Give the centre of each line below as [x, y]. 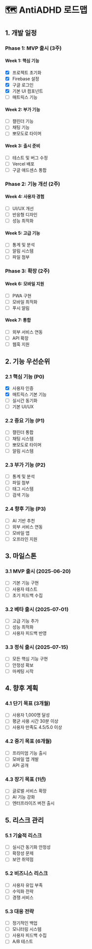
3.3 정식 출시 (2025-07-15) [37, 647]
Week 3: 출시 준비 [23, 146]
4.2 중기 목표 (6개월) [29, 741]
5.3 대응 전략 [20, 911]
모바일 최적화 [25, 302]
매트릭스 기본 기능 [29, 394]
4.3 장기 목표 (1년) [26, 779]
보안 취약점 [23, 860]
